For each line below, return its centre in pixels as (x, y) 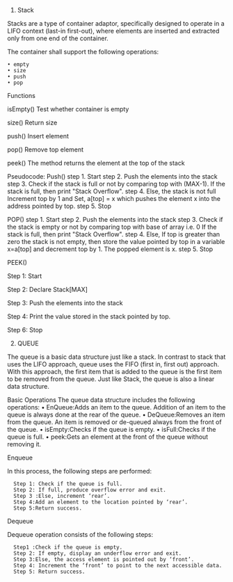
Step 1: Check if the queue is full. (68, 484)
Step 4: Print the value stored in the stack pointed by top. (89, 316)
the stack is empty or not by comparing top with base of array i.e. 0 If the (112, 227)
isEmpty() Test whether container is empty (68, 109)
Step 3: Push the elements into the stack (65, 303)
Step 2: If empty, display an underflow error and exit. (98, 553)
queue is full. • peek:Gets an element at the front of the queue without (108, 437)
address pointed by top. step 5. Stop (59, 206)
